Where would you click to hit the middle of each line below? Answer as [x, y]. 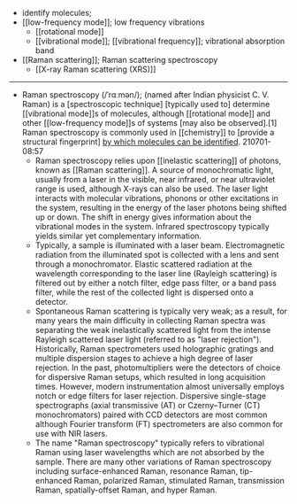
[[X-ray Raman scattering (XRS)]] [95, 69]
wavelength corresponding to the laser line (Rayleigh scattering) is [156, 273]
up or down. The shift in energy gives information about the [143, 217]
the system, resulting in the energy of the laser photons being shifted [161, 208]
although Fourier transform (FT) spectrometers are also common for [159, 424]
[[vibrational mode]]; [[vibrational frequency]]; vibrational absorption [160, 41]
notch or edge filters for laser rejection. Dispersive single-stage [151, 396]
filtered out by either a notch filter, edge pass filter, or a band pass [156, 283]
